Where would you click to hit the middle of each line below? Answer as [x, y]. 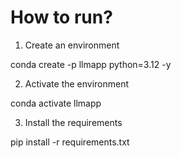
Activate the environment [77, 83]
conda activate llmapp [56, 103]
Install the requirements [73, 122]
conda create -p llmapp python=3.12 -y [91, 64]
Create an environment [72, 45]
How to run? [61, 17]
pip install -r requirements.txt [70, 142]
